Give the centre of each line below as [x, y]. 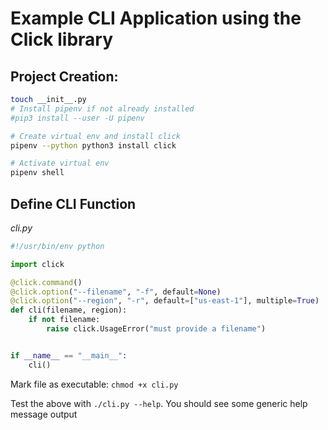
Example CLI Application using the [156, 18]
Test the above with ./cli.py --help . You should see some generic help [159, 403]
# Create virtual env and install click [96, 136]
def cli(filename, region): [69, 310]
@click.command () [46, 282]
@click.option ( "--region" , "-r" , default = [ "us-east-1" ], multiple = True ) [165, 301]
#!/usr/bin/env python [57, 246]
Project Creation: [64, 76]
